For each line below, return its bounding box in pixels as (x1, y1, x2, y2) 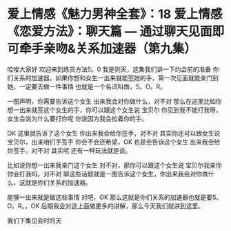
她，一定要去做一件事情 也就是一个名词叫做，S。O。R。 (7, 82, 167, 91)
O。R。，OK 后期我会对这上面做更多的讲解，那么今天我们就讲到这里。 (7, 201, 205, 210)
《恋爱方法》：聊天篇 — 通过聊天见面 (7, 24, 212, 39)
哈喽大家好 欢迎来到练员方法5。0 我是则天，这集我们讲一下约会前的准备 (7, 65, 212, 73)
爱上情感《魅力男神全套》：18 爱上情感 (7, 6, 223, 22)
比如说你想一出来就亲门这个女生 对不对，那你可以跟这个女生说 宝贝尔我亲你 (7, 160, 222, 169)
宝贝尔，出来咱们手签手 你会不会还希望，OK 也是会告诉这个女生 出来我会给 (7, 138, 221, 146)
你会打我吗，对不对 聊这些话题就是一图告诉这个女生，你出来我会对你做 (7, 169, 208, 178)
